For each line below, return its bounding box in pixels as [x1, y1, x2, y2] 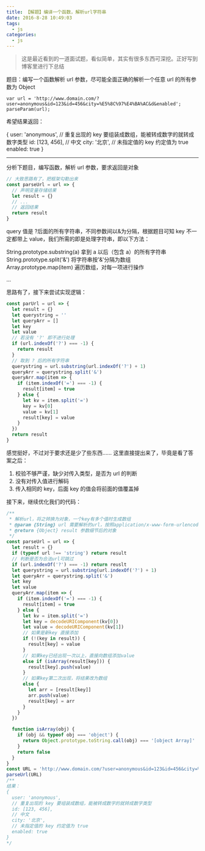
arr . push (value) [28, 692, 70, 699]
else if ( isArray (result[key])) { [22, 658, 111, 664]
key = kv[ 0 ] [22, 403, 53, 409]
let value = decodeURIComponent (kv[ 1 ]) [22, 624, 124, 631]
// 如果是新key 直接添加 [22, 630, 79, 636]
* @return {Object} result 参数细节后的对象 [9, 527, 117, 533]
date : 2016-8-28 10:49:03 [6, 15, 72, 21]
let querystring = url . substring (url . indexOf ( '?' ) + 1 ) [12, 567, 157, 573]
